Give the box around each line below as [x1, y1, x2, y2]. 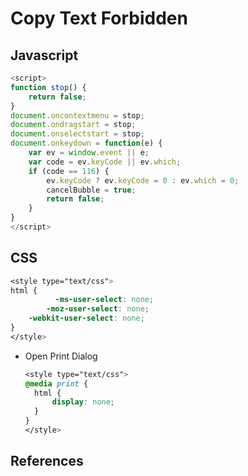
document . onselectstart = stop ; [10, 129, 145, 139]
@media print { [24, 378, 89, 389]
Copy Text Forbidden [10, 7, 188, 30]
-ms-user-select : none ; [54, 295, 155, 305]
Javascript [10, 47, 79, 64]
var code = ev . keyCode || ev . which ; [28, 157, 182, 167]
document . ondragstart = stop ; [10, 120, 137, 130]
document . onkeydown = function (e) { [10, 138, 163, 149]
